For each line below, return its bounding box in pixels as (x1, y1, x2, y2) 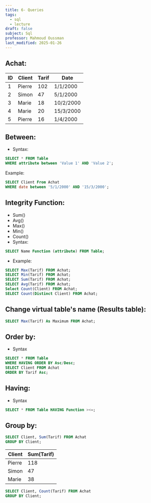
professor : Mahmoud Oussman (5, 36, 64, 41)
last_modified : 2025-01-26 (5, 41, 62, 46)
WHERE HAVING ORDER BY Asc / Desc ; (5, 361, 75, 366)
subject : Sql (5, 31, 33, 36)
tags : (5, 12, 17, 17)
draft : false (5, 26, 33, 31)
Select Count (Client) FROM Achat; (5, 287, 78, 292)
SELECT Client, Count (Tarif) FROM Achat (5, 489, 92, 494)
